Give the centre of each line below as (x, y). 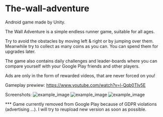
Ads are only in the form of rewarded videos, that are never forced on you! (80, 75)
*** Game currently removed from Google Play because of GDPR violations (81, 104)
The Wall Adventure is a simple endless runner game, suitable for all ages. (80, 31)
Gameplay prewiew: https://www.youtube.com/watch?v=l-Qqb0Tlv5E (75, 85)
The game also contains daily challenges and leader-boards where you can (81, 61)
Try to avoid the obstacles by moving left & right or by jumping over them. (79, 41)
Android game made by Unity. (35, 22)
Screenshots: (18, 94)
